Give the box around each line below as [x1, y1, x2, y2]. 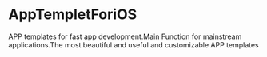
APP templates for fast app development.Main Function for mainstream [8, 32, 242, 41]
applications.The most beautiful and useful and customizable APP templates [8, 40, 260, 49]
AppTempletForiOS [8, 6, 137, 24]
